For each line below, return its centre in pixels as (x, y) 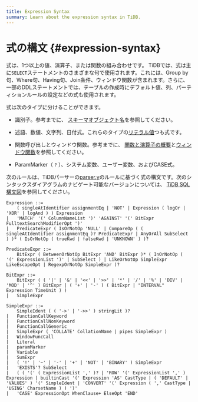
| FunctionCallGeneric (37, 327)
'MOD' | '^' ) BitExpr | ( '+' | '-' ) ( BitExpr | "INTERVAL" (85, 285)
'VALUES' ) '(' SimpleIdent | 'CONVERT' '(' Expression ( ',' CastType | (99, 383)
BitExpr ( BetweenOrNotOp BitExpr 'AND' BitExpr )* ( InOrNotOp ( (100, 255)
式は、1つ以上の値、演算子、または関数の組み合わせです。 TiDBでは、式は (96, 65)
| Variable (22, 353)
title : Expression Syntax (38, 11)
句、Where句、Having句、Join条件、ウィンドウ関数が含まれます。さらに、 (97, 80)
